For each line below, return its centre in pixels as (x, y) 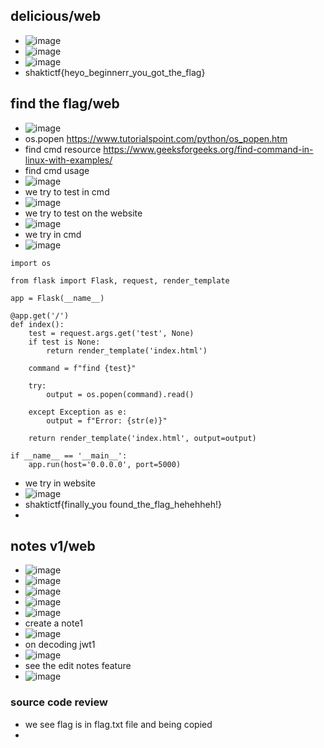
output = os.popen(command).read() (120, 394)
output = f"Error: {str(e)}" (107, 420)
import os (31, 263)
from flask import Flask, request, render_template (120, 280)
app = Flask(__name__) (57, 298)
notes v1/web (53, 546)
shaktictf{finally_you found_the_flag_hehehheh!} (123, 504)
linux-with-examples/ (68, 160)
